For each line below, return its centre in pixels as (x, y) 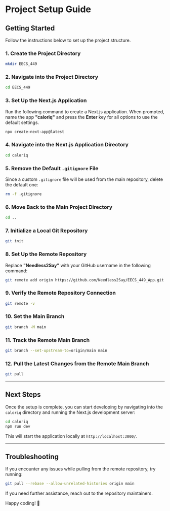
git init (14, 241)
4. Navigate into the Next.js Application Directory (67, 145)
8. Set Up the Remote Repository (46, 254)
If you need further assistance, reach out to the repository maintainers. (79, 493)
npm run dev (18, 426)
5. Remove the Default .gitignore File (52, 168)
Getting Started (30, 28)
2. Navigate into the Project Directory (52, 77)
